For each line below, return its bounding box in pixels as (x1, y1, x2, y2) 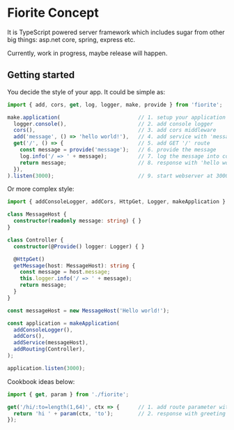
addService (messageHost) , (13, 339, 89, 346)
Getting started (7, 69, 75, 81)
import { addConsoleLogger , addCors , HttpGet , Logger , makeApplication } (7, 198, 226, 205)
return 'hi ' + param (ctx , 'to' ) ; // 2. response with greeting (13, 410, 226, 417)
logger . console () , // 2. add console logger (13, 120, 214, 127)
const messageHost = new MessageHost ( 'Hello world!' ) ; (7, 307, 170, 314)
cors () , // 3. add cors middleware (13, 127, 217, 134)
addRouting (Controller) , (13, 346, 86, 353)
